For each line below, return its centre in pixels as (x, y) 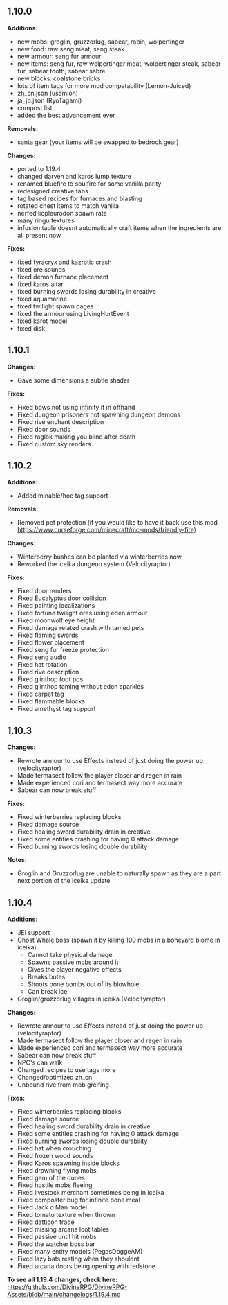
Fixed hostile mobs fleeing (55, 1185)
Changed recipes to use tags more (66, 1070)
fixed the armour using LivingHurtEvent (73, 313)
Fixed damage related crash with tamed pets (80, 628)
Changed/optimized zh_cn (55, 1078)
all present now (39, 235)
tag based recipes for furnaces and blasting (79, 198)
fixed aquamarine (42, 299)
